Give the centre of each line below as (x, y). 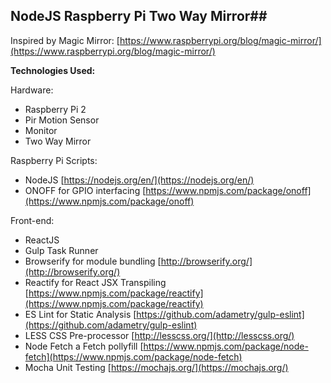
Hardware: (32, 90)
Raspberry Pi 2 (55, 109)
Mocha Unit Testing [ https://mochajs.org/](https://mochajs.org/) (156, 367)
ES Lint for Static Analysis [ (80, 314)
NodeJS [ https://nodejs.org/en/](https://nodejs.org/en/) (139, 180)
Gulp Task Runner (61, 250)
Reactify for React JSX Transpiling (95, 282)
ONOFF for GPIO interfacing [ (85, 190)
